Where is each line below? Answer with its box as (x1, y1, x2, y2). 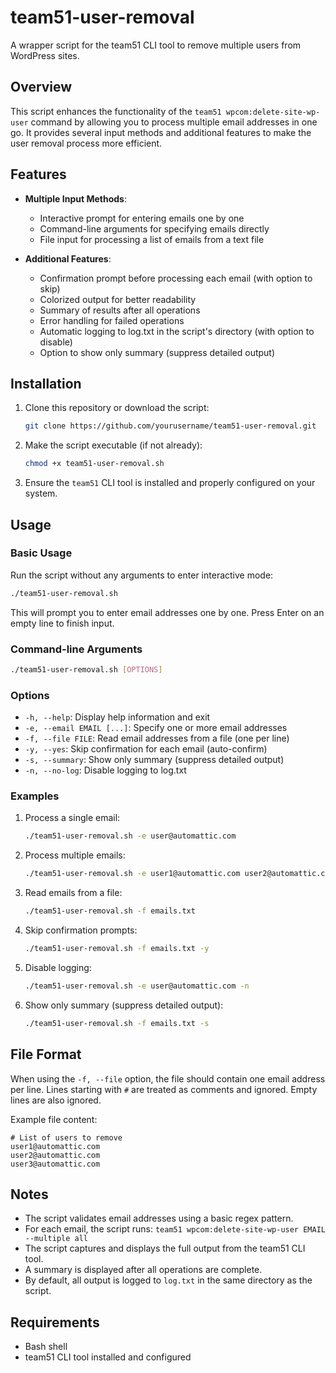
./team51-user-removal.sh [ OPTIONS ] (10, 664, 163, 675)
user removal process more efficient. (10, 137, 163, 149)
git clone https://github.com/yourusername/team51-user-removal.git (24, 421, 317, 431)
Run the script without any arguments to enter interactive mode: (10, 569, 274, 581)
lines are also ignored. (10, 1094, 102, 1106)
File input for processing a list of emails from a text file (39, 233, 265, 245)
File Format (10, 1046, 82, 1063)
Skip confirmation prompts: (24, 924, 138, 936)
